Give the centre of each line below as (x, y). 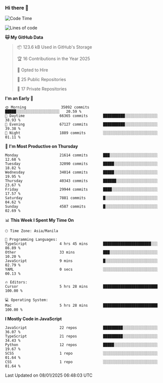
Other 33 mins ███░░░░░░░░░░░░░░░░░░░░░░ (81, 253)
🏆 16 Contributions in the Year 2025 (54, 59)
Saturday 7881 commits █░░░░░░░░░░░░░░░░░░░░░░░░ (81, 198)
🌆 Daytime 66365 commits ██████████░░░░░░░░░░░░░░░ (81, 116)
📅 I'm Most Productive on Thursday (42, 147)
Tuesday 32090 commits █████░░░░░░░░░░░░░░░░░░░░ (81, 164)
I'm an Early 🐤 (19, 98)
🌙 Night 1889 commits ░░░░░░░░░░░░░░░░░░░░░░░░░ (81, 133)
